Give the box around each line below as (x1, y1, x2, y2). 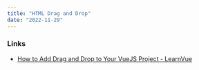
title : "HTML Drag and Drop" (7, 10, 91, 17)
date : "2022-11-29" (7, 16, 64, 23)
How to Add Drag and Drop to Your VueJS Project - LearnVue (17, 54, 192, 62)
